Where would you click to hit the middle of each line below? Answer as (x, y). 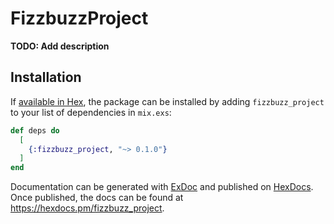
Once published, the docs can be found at (97, 198)
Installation (46, 77)
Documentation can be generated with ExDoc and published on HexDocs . (162, 187)
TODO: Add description (60, 46)
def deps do (35, 130)
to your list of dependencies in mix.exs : (91, 112)
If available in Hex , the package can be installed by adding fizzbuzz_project (167, 101)
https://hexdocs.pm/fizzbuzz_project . (87, 208)
